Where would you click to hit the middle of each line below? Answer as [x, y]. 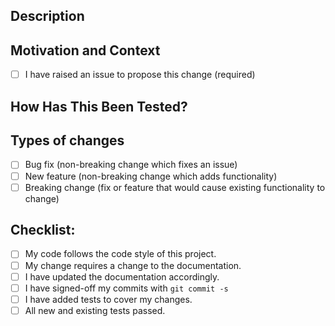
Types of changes [67, 140]
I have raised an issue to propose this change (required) [140, 75]
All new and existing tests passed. [95, 310]
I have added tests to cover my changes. [108, 299]
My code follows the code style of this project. [120, 254]
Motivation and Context [85, 50]
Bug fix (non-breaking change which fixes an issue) [131, 165]
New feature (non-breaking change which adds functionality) [151, 176]
